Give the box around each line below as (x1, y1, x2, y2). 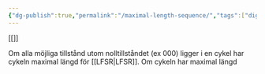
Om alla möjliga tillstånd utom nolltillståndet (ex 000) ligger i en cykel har (8, 48, 244, 57)
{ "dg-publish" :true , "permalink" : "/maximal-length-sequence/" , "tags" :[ (8, 11, 245, 20)
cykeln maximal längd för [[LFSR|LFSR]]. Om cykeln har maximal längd (8, 57, 238, 66)
